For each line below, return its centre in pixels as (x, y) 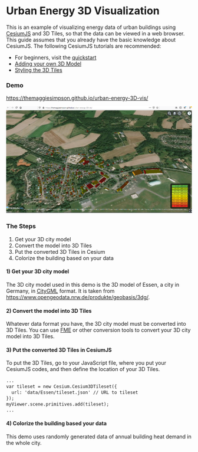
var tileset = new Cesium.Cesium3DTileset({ (62, 387)
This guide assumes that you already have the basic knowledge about (91, 40)
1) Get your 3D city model (38, 271)
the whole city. (24, 443)
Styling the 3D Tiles (39, 70)
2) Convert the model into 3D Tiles (49, 310)
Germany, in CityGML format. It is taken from (60, 291)
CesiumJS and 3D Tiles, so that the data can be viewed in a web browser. (95, 33)
